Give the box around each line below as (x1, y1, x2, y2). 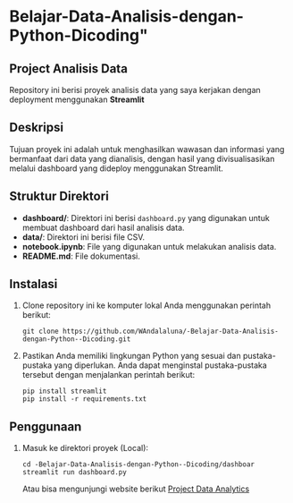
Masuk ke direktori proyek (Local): (21, 443, 149, 454)
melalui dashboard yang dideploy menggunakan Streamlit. (9, 163, 223, 174)
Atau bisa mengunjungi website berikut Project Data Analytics (21, 483, 250, 494)
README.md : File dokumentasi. (21, 251, 140, 261)
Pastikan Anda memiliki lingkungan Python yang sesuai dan (21, 351, 241, 362)
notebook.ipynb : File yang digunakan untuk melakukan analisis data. (21, 241, 277, 251)
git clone (21, 327, 60, 337)
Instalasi (9, 277, 58, 292)
